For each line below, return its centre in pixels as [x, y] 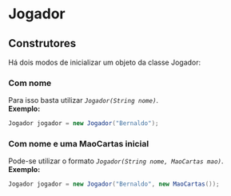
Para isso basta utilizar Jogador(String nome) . [83, 100]
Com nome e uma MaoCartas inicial [79, 144]
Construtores [42, 43]
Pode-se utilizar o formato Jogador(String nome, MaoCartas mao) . [116, 161]
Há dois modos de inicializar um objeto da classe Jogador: [105, 62]
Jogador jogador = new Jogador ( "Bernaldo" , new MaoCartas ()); [114, 184]
